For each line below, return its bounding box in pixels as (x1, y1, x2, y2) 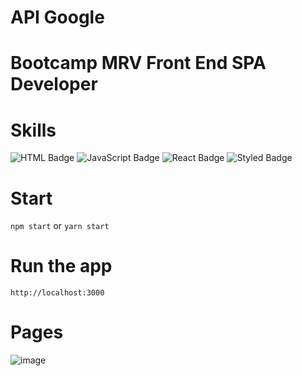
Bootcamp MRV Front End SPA (10, 52, 267, 75)
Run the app (10, 255, 113, 278)
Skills (10, 119, 57, 141)
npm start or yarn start (10, 220, 110, 232)
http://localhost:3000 (10, 288, 105, 298)
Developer (10, 73, 98, 96)
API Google (10, 6, 105, 29)
